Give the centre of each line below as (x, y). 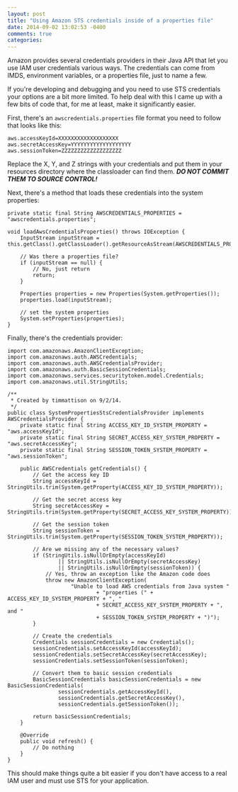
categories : (25, 40)
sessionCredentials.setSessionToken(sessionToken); (111, 661)
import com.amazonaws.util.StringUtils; (68, 382)
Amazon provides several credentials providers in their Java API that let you (118, 60)
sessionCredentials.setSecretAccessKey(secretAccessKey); (120, 655)
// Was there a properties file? (69, 257)
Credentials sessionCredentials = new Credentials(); (114, 643)
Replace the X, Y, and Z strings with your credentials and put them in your (115, 164)
